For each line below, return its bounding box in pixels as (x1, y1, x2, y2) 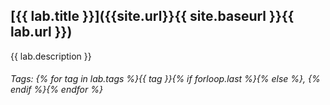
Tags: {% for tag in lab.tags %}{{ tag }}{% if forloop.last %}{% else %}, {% (10, 73, 321, 85)
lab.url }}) (10, 24, 73, 41)
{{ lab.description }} (10, 50, 92, 62)
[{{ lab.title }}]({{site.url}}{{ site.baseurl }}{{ (10, 8, 295, 25)
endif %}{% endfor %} (10, 84, 103, 96)
